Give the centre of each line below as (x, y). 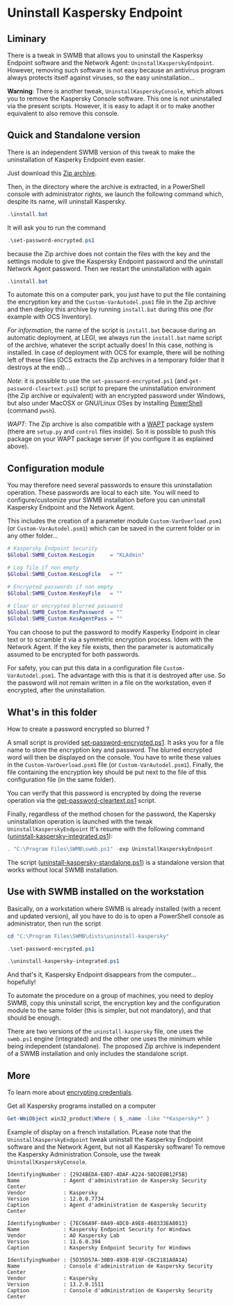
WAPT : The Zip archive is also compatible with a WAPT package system (111, 424)
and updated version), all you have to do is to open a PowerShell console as (116, 916)
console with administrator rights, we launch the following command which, (115, 194)
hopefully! (22, 982)
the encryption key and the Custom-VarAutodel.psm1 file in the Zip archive (112, 302)
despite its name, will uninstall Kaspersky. (67, 201)
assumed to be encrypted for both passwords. (74, 655)
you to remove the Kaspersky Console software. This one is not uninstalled (115, 98)
